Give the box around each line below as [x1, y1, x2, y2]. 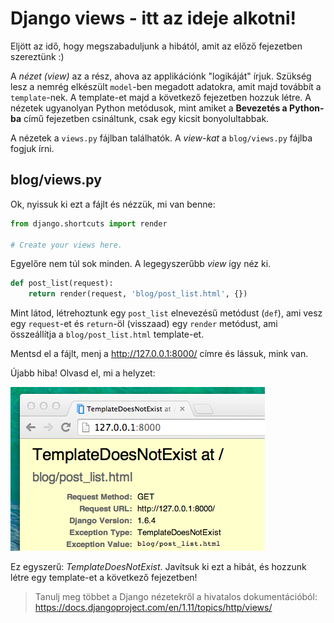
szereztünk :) [10, 50, 65, 62]
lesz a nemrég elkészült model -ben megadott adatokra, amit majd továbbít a [10, 80, 322, 92]
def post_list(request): [10, 278, 114, 289]
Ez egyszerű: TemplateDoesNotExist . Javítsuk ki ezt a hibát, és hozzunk [10, 561, 307, 573]
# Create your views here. [10, 240, 123, 250]
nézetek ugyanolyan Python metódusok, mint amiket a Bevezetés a [10, 102, 288, 114]
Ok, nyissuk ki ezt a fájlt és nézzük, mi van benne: [10, 198, 216, 210]
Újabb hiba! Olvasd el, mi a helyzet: [10, 367, 156, 379]
